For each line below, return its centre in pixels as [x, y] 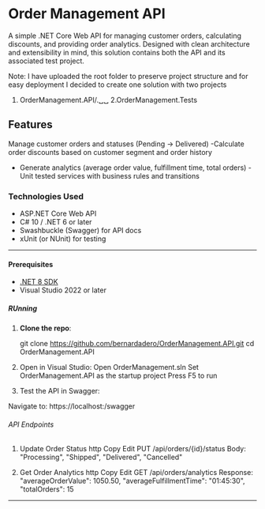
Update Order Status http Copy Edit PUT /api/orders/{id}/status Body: [132, 449]
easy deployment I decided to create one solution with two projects [118, 85]
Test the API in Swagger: [60, 391]
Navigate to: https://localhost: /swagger [72, 406]
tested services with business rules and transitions [117, 175]
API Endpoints [31, 424]
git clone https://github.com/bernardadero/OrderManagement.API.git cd [137, 344]
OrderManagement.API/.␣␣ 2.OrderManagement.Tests [108, 100]
